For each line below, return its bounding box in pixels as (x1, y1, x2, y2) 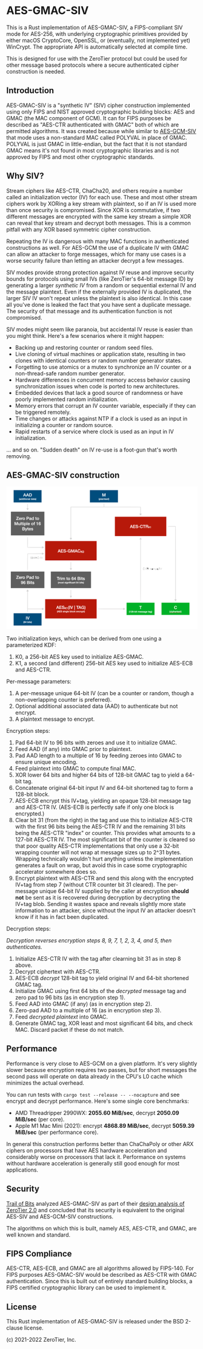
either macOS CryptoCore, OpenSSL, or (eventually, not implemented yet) (6, 36, 191, 44)
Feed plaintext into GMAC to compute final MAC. (15, 764, 136, 772)
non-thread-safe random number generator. (15, 369, 125, 377)
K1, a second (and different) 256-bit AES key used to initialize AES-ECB (15, 659, 193, 667)
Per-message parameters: (6, 678, 72, 685)
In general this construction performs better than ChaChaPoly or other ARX (6, 1140, 194, 1147)
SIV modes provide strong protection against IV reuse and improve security (6, 269, 195, 276)
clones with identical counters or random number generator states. (15, 357, 183, 364)
